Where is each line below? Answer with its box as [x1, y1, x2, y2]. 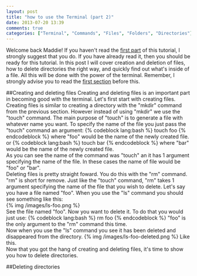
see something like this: [6, 195, 63, 203]
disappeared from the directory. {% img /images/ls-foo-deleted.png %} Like [6, 233, 190, 240]
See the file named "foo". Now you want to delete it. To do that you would [6, 208, 184, 215]
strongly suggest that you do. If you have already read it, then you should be [6, 53, 191, 60]
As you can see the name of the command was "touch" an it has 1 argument [6, 152, 189, 159]
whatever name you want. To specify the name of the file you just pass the [6, 121, 186, 128]
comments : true [6, 25, 43, 31]
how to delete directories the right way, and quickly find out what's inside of [6, 65, 189, 72]
